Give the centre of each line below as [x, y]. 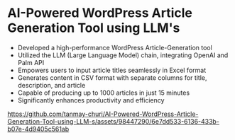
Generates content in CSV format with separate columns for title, [112, 77]
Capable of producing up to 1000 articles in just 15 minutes [104, 93]
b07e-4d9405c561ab [38, 129]
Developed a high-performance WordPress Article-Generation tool [115, 47]
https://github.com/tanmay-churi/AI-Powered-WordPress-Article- [103, 114]
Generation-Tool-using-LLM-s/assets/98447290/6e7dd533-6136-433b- [114, 121]
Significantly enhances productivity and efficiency [91, 100]
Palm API [31, 62]
